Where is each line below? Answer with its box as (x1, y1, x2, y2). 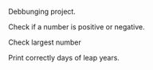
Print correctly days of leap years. (8, 53, 120, 62)
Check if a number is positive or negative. (8, 22, 145, 31)
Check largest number (8, 37, 82, 47)
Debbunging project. (8, 7, 76, 16)
